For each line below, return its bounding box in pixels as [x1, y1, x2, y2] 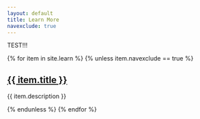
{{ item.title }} [7, 74, 68, 86]
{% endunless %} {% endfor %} [7, 105, 97, 114]
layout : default [7, 10, 53, 17]
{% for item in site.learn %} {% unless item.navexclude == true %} [7, 54, 194, 63]
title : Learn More [7, 16, 59, 23]
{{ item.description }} [7, 92, 67, 101]
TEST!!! [7, 41, 28, 50]
